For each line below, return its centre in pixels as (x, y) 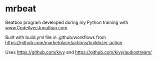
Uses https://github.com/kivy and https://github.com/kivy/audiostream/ (78, 52)
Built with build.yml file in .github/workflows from (55, 37)
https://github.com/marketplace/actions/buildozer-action (64, 42)
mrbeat (21, 9)
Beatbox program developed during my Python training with (67, 22)
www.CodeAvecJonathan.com (36, 27)
